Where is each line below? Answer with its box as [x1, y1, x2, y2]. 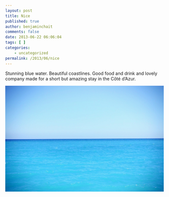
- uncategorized [14, 50, 49, 55]
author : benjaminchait [5, 24, 53, 29]
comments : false [5, 29, 39, 35]
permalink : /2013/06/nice [5, 56, 59, 61]
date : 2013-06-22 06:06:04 [5, 35, 62, 40]
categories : [5, 45, 30, 50]
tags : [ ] [5, 40, 26, 45]
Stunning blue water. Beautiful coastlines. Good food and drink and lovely [5, 70, 157, 76]
